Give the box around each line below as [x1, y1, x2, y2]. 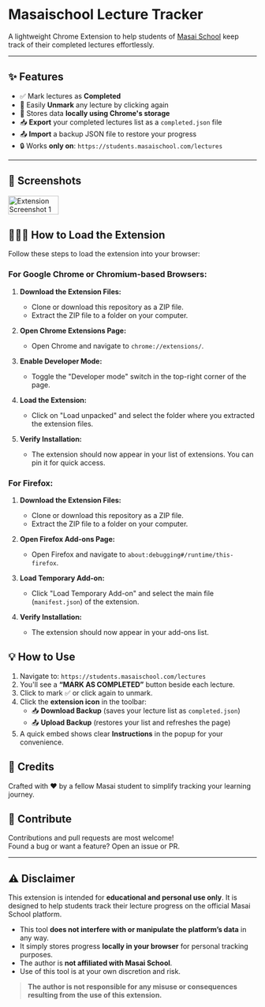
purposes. [19, 950, 54, 960]
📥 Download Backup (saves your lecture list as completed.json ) [31, 706, 241, 715]
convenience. [19, 737, 65, 747]
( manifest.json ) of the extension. [31, 597, 140, 606]
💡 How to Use [8, 651, 76, 664]
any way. [19, 933, 49, 943]
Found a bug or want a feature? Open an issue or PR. [8, 841, 180, 851]
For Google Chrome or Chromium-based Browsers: [8, 269, 207, 280]
